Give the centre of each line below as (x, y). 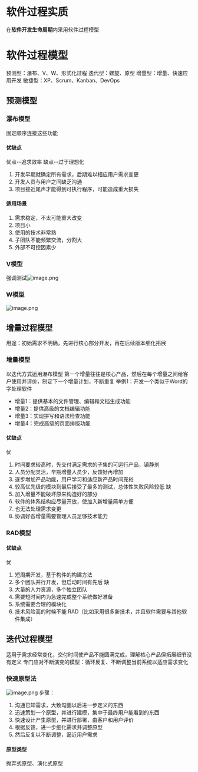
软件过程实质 (37, 12)
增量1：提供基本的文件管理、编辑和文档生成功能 (72, 401)
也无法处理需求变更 (38, 509)
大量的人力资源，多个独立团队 (51, 589)
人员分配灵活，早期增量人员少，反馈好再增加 (69, 471)
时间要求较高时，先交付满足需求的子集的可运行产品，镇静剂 (87, 464)
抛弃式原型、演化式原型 (34, 763)
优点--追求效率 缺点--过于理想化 (45, 161)
